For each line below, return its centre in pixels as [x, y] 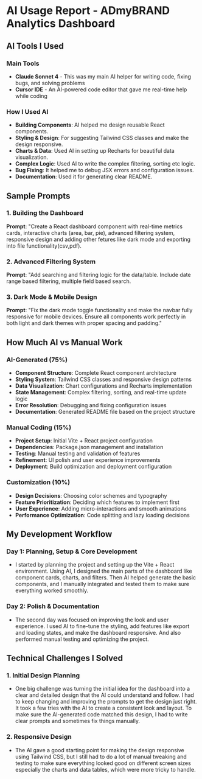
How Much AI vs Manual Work [64, 342]
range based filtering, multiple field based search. [69, 281]
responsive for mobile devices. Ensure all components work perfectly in [96, 316]
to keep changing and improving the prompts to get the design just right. [106, 702]
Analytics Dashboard [61, 23]
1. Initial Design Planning [43, 676]
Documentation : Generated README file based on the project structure [105, 412]
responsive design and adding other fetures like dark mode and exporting [98, 239]
